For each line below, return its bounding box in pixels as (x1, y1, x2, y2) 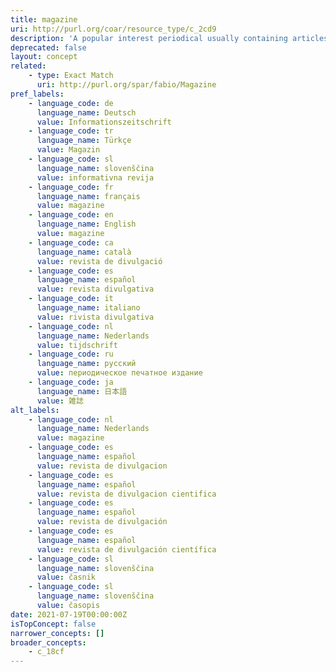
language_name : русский (36, 359, 137, 369)
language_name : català (36, 247, 132, 257)
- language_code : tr (28, 126, 114, 136)
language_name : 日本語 (36, 386, 128, 396)
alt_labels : (10, 405, 60, 415)
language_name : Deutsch (36, 107, 137, 118)
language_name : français (36, 191, 141, 201)
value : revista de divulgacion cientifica (36, 489, 217, 499)
